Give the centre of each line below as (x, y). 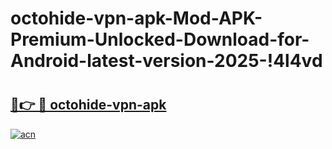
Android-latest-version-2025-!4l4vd (166, 61)
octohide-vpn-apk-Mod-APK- (136, 18)
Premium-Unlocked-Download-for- (160, 39)
